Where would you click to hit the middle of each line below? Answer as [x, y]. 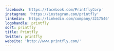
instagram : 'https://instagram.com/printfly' [52, 14]
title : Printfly [21, 32]
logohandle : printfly [27, 23]
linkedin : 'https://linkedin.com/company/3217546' [57, 18]
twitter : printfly [24, 37]
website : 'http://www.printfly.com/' [43, 41]
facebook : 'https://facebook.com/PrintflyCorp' [54, 9]
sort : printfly [20, 28]
